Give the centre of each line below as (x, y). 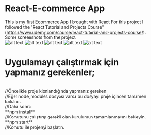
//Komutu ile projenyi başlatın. (35, 127)
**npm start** (19, 122)
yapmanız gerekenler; (50, 73)
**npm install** (20, 112)
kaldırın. (13, 101)
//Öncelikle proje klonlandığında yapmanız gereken (56, 91)
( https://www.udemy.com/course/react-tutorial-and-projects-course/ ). (75, 32)
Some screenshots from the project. (41, 37)
